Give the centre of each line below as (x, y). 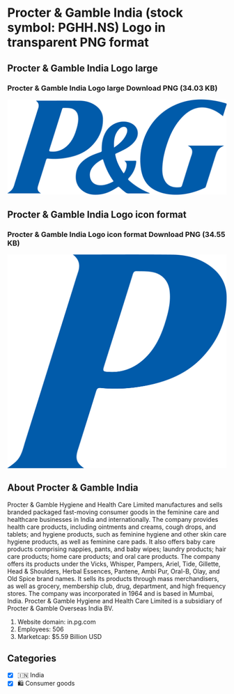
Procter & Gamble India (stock (95, 13)
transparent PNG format (78, 43)
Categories (32, 658)
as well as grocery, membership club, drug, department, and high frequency (117, 586)
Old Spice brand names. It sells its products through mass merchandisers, (113, 578)
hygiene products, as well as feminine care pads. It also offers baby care (111, 541)
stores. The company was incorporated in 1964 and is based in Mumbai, (111, 593)
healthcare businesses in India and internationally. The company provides (113, 519)
